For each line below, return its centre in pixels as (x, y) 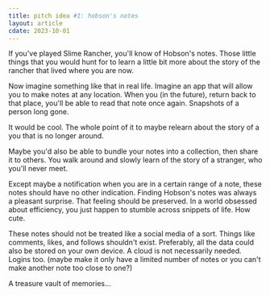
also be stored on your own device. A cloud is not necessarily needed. (125, 251)
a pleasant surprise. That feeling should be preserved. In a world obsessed (133, 201)
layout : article (35, 23)
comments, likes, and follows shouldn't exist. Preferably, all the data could (131, 243)
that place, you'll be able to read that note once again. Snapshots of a (124, 103)
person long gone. (39, 112)
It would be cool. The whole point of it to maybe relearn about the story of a (134, 127)
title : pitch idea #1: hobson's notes (73, 16)
